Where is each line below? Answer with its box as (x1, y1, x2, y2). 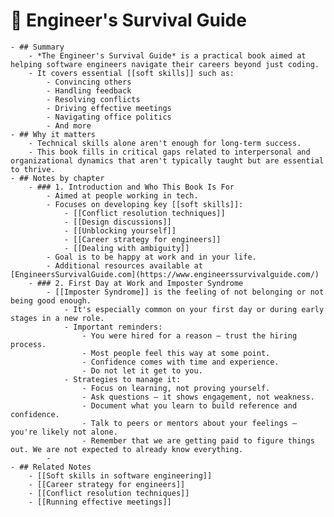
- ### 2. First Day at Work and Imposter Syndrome (28, 278, 244, 288)
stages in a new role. (10, 313, 105, 323)
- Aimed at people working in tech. (46, 190, 199, 201)
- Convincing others (46, 77, 132, 87)
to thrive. (10, 164, 56, 174)
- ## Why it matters (10, 129, 97, 139)
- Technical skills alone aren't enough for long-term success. (28, 138, 302, 148)
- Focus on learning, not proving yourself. (81, 383, 271, 393)
